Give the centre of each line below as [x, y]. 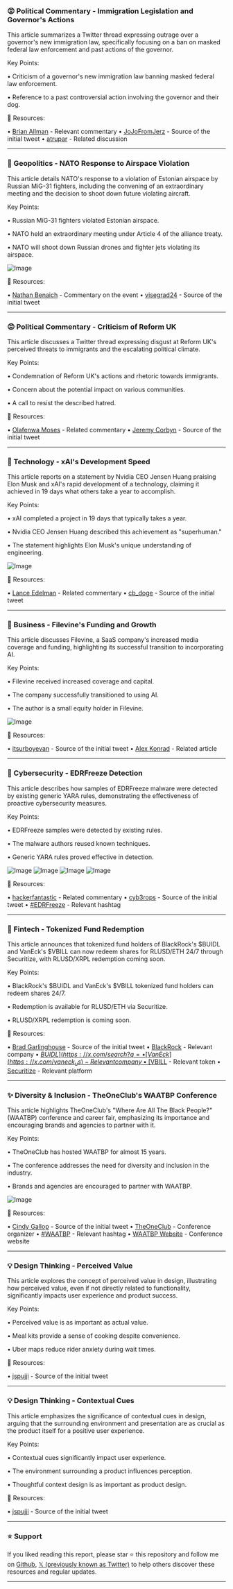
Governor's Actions [41, 19]
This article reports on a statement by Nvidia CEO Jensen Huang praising [112, 477]
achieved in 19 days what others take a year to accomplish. [92, 491]
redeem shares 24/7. [36, 993]
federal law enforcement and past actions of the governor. [90, 50]
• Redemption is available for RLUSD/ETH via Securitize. [87, 1007]
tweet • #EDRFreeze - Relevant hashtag [64, 904]
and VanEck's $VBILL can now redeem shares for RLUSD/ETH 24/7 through [115, 952]
